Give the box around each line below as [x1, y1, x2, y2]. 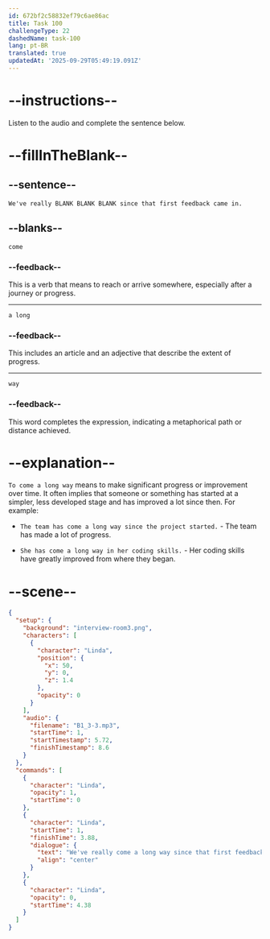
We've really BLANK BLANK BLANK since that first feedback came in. [8, 199, 243, 208]
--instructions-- [8, 92, 118, 110]
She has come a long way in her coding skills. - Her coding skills [19, 545, 245, 556]
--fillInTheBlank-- [8, 147, 129, 164]
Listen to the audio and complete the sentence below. [8, 118, 186, 127]
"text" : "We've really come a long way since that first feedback [37, 849, 264, 857]
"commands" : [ [15, 766, 63, 774]
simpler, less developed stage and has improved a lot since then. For [8, 497, 235, 507]
